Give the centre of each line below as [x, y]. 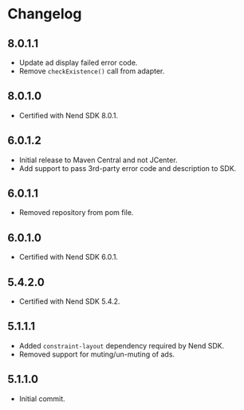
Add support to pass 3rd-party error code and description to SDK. [128, 168]
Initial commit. [42, 398]
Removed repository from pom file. [76, 213]
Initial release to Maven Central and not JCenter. [98, 160]
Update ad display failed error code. [78, 62]
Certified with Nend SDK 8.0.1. [69, 115]
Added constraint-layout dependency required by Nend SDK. [122, 345]
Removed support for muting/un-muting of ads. [97, 354]
